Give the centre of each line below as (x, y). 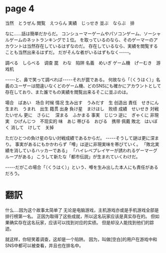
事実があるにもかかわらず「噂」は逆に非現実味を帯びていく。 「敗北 (85, 144)
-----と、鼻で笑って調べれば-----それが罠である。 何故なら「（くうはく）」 (81, 80)
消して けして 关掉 (32, 127)
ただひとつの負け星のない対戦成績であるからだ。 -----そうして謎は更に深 (80, 138)
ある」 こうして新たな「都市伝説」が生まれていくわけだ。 (81, 157)
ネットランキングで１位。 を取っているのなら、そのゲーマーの (90, 40)
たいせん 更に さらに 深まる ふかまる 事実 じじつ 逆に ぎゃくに (77, 115)
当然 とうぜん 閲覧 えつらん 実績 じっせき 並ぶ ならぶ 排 (70, 23)
